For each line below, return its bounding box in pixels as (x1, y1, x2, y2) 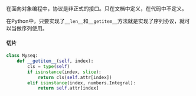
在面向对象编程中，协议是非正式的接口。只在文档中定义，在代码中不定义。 (6, 5, 187, 12)
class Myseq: (6, 53, 38, 59)
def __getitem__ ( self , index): (17, 58, 94, 64)
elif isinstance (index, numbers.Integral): (27, 80, 136, 86)
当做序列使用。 (11, 25, 48, 32)
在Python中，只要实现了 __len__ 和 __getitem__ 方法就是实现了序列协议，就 (6, 18, 185, 25)
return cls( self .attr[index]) (37, 74, 112, 80)
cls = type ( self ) (27, 63, 70, 69)
